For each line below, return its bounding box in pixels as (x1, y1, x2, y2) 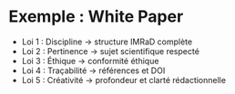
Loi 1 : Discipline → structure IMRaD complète (21, 36, 193, 47)
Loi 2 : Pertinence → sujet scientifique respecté (21, 45, 199, 56)
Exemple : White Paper (8, 6, 184, 27)
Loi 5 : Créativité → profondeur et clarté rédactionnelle (21, 74, 227, 85)
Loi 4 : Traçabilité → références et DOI (21, 65, 166, 76)
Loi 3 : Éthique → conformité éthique (21, 55, 159, 66)
